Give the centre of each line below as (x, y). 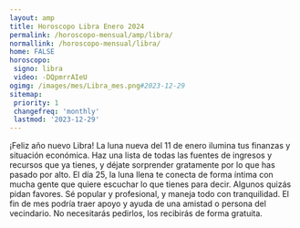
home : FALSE (32, 52)
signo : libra (38, 69)
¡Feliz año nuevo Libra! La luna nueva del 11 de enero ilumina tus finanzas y (150, 146)
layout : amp (32, 18)
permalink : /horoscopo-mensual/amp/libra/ (91, 35)
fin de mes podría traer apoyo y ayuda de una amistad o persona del (138, 204)
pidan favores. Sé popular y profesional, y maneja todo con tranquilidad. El (150, 194)
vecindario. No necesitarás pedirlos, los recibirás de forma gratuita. (136, 213)
